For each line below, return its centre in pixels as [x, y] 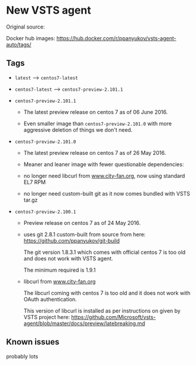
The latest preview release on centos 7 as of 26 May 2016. [95, 152]
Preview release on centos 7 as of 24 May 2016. [82, 222]
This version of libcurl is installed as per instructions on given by [102, 311]
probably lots [22, 356]
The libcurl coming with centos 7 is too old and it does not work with [107, 293]
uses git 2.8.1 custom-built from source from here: [85, 234]
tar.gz [30, 200]
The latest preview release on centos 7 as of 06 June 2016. [96, 112]
